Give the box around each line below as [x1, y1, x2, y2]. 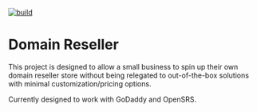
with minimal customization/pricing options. [8, 78, 152, 88]
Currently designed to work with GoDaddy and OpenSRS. [8, 94, 197, 104]
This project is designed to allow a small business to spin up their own [8, 62, 239, 71]
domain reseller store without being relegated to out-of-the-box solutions [8, 70, 250, 80]
